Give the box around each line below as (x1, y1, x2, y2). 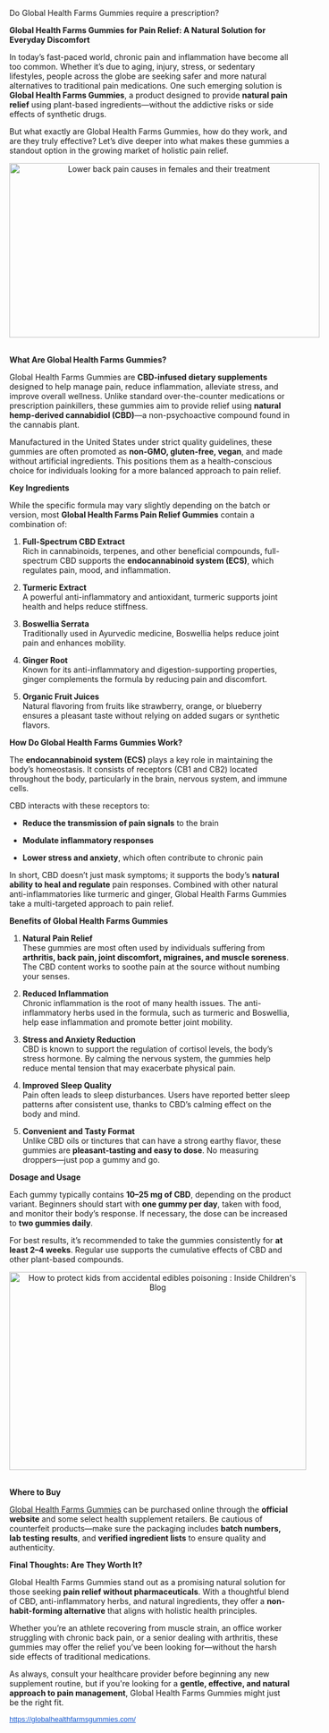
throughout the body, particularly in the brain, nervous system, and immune (9, 773, 288, 784)
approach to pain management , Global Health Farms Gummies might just (9, 1687, 281, 1698)
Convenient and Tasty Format (21, 1126, 136, 1136)
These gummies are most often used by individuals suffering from (21, 943, 266, 952)
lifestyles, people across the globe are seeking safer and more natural (9, 71, 266, 81)
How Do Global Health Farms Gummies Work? (9, 738, 183, 747)
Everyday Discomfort (9, 35, 90, 45)
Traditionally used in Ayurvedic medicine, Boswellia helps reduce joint (21, 628, 280, 638)
